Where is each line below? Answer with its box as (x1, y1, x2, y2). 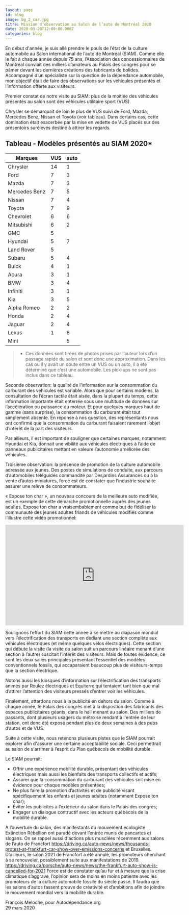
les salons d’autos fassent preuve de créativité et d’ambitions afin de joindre (5, 884, 165, 890)
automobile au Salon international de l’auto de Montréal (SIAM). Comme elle (5, 51, 165, 57)
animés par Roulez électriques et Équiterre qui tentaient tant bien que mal (5, 682, 159, 689)
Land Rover (8, 246, 35, 253)
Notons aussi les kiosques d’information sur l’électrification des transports (5, 677, 161, 683)
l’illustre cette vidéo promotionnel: (5, 514, 77, 521)
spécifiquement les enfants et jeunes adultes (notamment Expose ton (12, 793, 159, 799)
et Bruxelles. (125, 846, 152, 852)
